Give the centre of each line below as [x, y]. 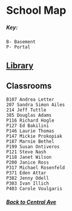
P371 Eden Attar [26, 173]
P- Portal [18, 47]
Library [20, 66]
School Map [36, 10]
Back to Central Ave [31, 202]
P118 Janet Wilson [29, 157]
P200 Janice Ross [28, 162]
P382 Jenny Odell [28, 178]
